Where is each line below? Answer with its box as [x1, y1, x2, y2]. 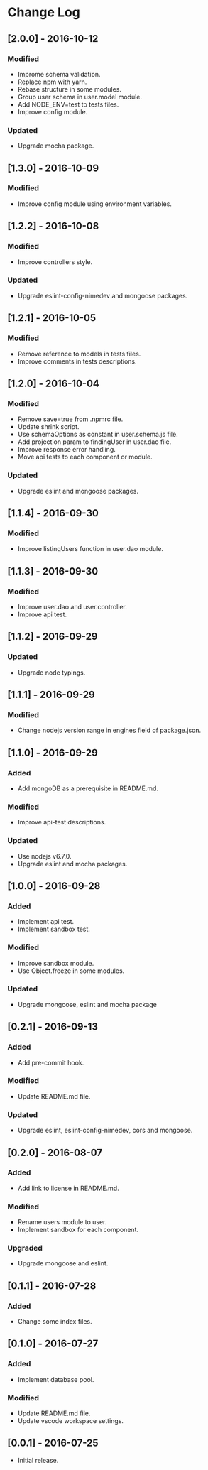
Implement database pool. [17, 1375, 94, 1383]
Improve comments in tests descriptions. [17, 356, 137, 366]
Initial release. [17, 1456, 59, 1464]
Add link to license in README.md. [17, 1184, 119, 1192]
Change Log [7, 4, 80, 21]
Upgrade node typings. [17, 668, 86, 677]
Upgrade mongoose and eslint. [17, 1259, 109, 1268]
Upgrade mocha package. [17, 141, 94, 150]
